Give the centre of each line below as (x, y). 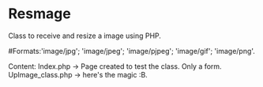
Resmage (39, 14)
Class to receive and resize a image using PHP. (85, 36)
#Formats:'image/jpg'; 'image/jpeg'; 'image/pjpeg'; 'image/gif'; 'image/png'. (131, 51)
